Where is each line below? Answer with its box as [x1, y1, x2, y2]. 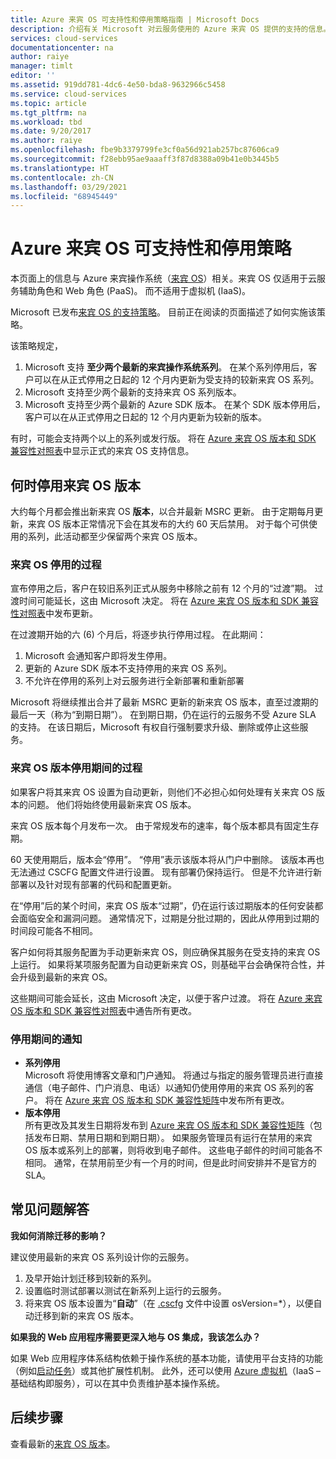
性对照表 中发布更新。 [10, 607, 98, 620]
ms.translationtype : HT [10, 163, 110, 173]
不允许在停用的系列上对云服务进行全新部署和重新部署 [24, 675, 245, 687]
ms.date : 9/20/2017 [10, 126, 92, 136]
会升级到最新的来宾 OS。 [10, 971, 113, 983]
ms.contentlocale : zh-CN [10, 172, 114, 183]
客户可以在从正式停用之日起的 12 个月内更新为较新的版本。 [24, 411, 267, 423]
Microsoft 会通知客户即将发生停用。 [24, 650, 173, 662]
